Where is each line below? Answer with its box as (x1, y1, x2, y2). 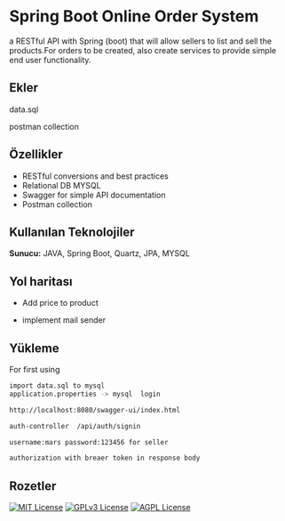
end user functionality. (9, 54, 91, 65)
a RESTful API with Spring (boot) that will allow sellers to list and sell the (9, 36, 273, 46)
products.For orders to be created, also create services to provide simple (9, 44, 277, 55)
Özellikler (9, 147, 64, 162)
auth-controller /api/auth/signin (9, 421, 141, 430)
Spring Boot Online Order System (9, 6, 259, 27)
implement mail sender (21, 315, 107, 325)
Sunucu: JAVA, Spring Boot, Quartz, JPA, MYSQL (9, 248, 191, 259)
